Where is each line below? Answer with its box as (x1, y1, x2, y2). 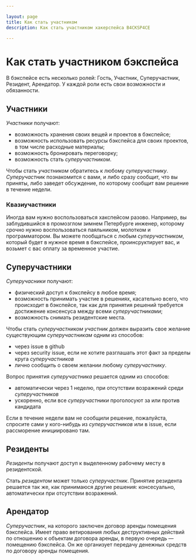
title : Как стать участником (6, 19, 77, 25)
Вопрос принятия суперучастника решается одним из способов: (6, 373, 170, 380)
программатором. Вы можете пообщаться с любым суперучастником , (6, 232, 184, 239)
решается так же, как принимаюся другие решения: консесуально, (6, 484, 176, 491)
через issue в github (14, 343, 65, 350)
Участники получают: (6, 120, 60, 127)
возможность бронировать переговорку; (14, 150, 118, 157)
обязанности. (6, 87, 40, 94)
